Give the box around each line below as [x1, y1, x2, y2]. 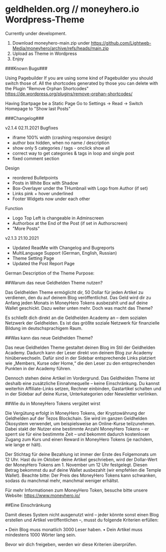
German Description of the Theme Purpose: [5, 270, 95, 276]
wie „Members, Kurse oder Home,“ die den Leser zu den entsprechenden [5, 360, 155, 366]
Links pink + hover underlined [12, 190, 73, 196]
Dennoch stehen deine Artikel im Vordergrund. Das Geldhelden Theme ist [5, 375, 155, 381]
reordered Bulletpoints [12, 174, 58, 180]
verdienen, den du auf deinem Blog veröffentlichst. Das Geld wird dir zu [5, 294, 151, 300]
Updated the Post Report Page [12, 260, 75, 266]
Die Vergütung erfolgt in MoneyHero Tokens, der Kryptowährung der [5, 410, 145, 416]
